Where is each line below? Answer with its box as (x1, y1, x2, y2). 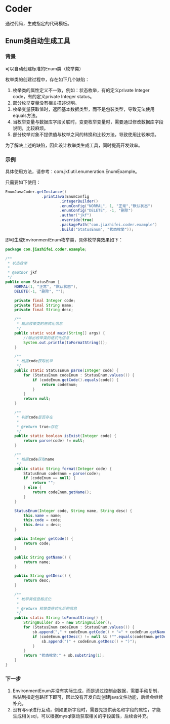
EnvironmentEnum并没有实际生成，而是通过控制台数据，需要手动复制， (12, 688, 162, 694)
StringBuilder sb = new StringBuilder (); (23, 620, 112, 625)
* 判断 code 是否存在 (16, 414, 53, 420)
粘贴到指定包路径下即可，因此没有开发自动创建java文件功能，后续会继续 (12, 694, 163, 700)
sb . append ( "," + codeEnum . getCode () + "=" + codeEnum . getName (32, 629, 166, 634)
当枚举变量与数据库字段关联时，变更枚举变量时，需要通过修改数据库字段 (12, 118, 163, 124)
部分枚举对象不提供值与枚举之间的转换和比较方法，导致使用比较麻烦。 (12, 131, 159, 137)
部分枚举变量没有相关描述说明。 (12, 100, 79, 106)
